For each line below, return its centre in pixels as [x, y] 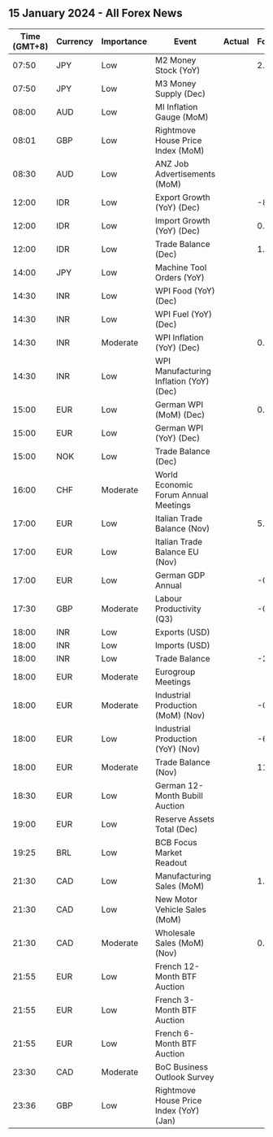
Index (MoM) [180, 150]
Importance [124, 41]
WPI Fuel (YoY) [184, 314]
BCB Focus [176, 842]
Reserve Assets [185, 818]
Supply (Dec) [180, 93]
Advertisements [185, 174]
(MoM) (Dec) [180, 414]
